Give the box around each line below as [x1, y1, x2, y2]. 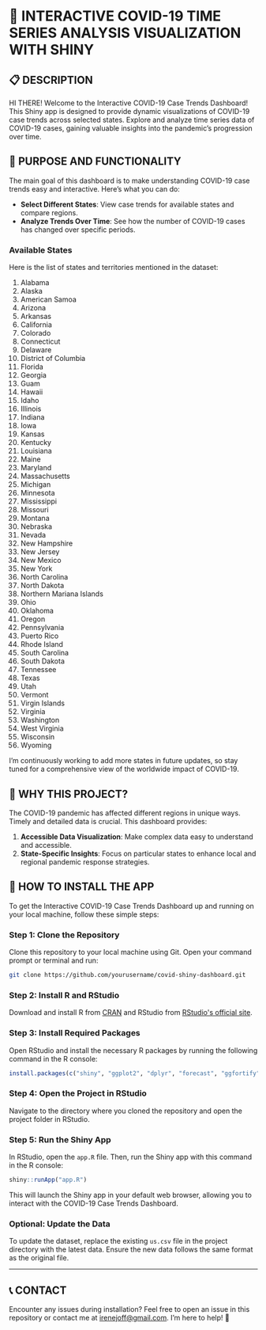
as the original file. [9, 1253, 69, 1263]
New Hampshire [20, 538, 73, 549]
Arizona [20, 303, 47, 313]
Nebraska [20, 522, 53, 531]
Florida [20, 362, 44, 371]
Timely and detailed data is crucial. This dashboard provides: [9, 816, 208, 826]
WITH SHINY [9, 41, 95, 59]
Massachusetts [20, 471, 70, 481]
